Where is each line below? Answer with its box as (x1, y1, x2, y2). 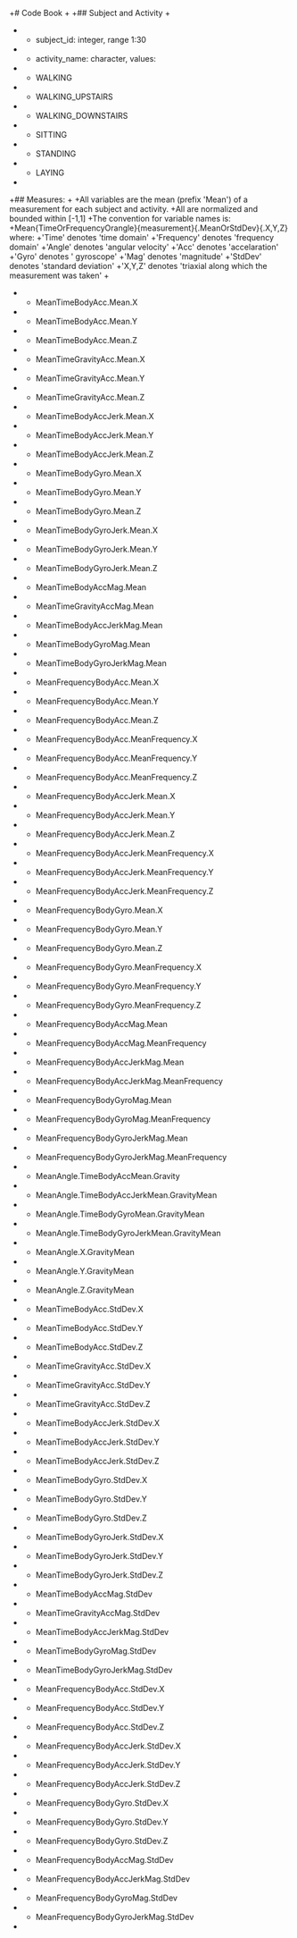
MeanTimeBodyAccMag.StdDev (35, 1588, 153, 1599)
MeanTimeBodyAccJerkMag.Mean (35, 620, 163, 630)
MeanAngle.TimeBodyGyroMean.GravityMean (35, 1209, 205, 1219)
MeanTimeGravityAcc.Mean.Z (35, 392, 145, 402)
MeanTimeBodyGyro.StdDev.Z (35, 1512, 147, 1523)
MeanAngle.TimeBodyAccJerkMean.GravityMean (35, 1190, 218, 1201)
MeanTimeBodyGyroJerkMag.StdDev (35, 1664, 173, 1675)
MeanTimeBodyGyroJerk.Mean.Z (35, 563, 158, 573)
